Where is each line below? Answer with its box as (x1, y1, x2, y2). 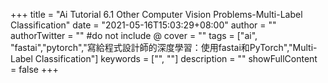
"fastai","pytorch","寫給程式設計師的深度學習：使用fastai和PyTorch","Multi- (10, 42, 318, 53)
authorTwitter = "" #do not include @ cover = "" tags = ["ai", (10, 30, 258, 41)
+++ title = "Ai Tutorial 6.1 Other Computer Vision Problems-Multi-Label (10, 9, 303, 20)
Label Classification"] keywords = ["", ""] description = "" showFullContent (10, 53, 318, 64)
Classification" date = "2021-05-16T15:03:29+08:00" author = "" (10, 19, 277, 31)
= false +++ (10, 64, 59, 75)
